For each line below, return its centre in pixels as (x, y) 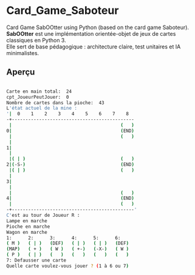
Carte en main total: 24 (39, 91)
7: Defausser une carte (36, 260)
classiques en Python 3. (36, 40)
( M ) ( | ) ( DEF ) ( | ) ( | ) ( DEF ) (68, 244)
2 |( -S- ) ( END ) (70, 165)
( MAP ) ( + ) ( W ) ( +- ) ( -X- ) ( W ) (68, 249)
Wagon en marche (27, 232)
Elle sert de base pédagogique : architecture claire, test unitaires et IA (94, 47)
